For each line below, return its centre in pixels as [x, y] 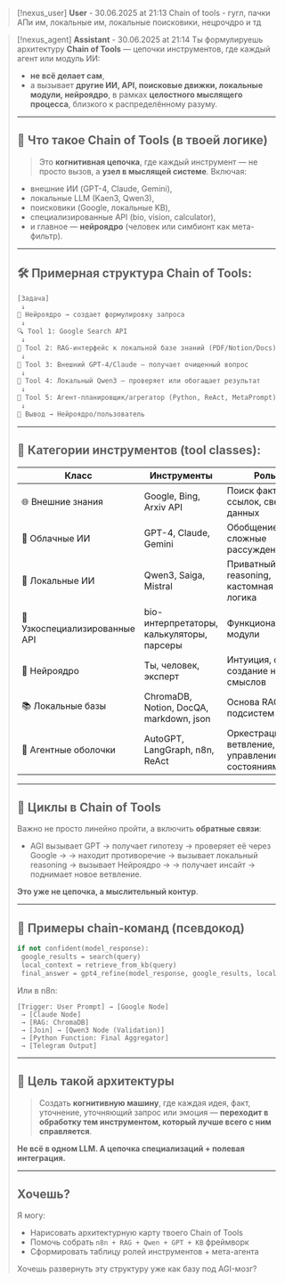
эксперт [162, 676]
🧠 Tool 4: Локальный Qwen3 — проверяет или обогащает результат [138, 381]
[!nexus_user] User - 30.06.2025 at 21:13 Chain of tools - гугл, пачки [143, 13]
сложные [247, 538]
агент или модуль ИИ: [58, 58]
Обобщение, [254, 527]
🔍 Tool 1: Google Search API [72, 332]
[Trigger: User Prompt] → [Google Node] [93, 1007]
